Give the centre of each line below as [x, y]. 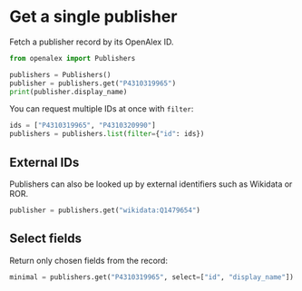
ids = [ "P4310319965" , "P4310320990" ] [83, 126]
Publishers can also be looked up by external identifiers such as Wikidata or [151, 184]
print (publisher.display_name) [68, 92]
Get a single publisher [93, 17]
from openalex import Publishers [73, 58]
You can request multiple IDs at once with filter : [102, 109]
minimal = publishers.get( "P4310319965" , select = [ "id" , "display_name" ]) [152, 277]
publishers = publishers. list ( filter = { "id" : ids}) [107, 134]
